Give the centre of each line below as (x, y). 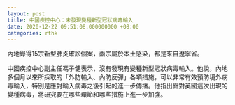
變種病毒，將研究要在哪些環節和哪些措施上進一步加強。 (87, 95)
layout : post (26, 14)
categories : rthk (33, 33)
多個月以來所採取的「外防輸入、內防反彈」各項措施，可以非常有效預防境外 (114, 77)
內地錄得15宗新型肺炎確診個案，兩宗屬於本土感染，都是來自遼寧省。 (105, 54)
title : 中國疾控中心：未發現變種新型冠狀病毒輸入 (70, 20)
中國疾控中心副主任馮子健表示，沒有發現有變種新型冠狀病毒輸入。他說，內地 (117, 68)
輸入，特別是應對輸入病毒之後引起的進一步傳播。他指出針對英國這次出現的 (120, 86)
